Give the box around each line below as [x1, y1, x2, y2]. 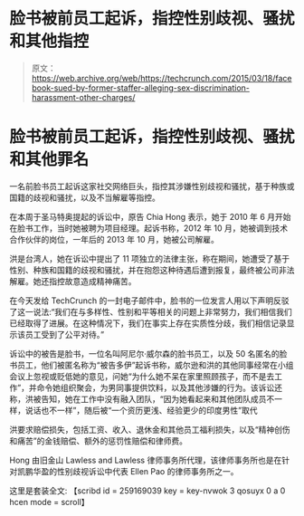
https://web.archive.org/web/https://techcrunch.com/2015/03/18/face [31, 72, 292, 83]
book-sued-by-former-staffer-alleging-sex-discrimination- [31, 82, 251, 93]
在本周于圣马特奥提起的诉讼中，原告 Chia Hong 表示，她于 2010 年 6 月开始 [9, 211, 291, 222]
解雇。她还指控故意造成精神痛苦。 [9, 275, 137, 286]
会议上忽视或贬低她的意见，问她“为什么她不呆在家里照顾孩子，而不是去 [9, 370, 275, 381]
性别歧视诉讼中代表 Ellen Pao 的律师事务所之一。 [56, 465, 239, 476]
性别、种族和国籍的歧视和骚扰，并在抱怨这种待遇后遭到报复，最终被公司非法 [9, 264, 295, 275]
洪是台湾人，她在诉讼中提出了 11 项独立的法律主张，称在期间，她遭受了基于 [9, 253, 290, 263]
